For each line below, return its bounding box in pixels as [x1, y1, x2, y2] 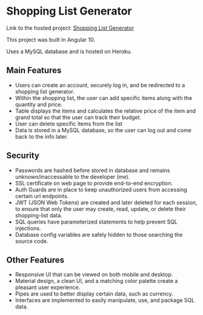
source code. [15, 237, 48, 245]
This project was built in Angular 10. [6, 36, 96, 43]
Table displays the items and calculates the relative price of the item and [15, 107, 196, 114]
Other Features [6, 254, 65, 265]
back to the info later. [15, 133, 68, 140]
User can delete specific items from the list [15, 120, 123, 127]
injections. [15, 224, 41, 231]
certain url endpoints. [15, 192, 69, 199]
